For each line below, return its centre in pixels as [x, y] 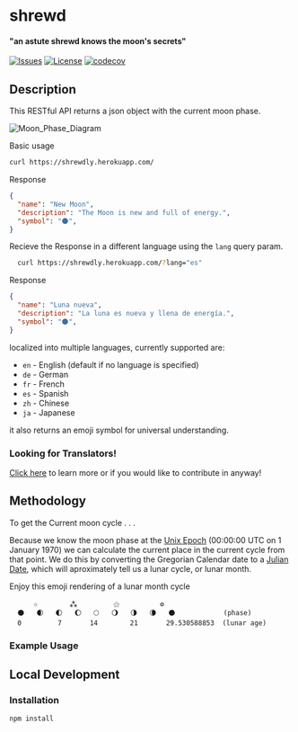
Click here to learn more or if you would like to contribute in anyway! [136, 473]
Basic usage [32, 146]
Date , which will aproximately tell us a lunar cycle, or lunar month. [131, 568]
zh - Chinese [46, 403]
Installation [35, 701]
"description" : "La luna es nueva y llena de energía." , [126, 314]
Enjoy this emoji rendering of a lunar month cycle [100, 586]
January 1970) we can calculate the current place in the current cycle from [147, 549]
